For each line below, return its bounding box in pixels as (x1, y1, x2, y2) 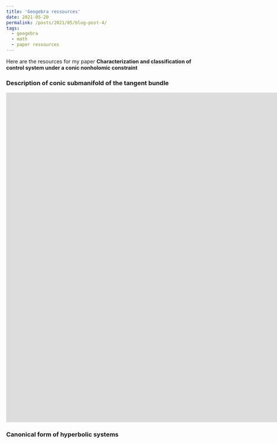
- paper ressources (11, 42, 60, 48)
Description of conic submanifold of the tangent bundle (6, 79, 169, 87)
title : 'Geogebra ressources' (6, 8, 81, 15)
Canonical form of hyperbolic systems (6, 430, 119, 439)
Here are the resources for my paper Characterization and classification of (6, 57, 192, 65)
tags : (6, 25, 20, 31)
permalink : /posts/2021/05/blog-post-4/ (6, 20, 108, 25)
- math (11, 36, 28, 42)
